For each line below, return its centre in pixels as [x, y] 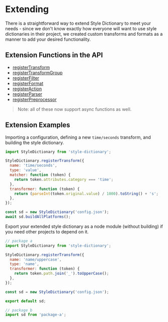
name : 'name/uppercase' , [36, 260]
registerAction [27, 89]
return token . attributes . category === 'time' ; [64, 179]
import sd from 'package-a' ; [36, 315]
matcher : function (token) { [40, 175]
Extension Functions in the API [54, 55]
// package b [19, 310]
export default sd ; [26, 301]
